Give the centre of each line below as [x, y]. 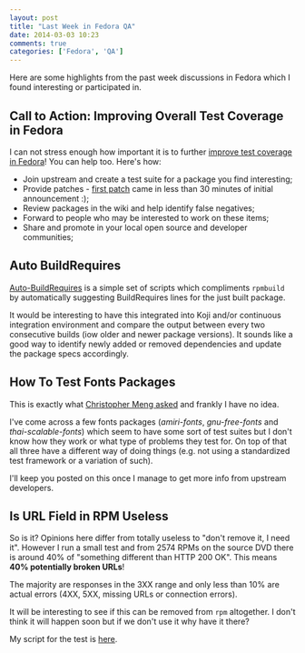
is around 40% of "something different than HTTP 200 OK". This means [143, 558]
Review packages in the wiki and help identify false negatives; [138, 208]
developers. [32, 487]
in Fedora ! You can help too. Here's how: [85, 161]
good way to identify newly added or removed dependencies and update [146, 344]
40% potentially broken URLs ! [67, 567]
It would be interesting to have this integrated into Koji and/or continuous [145, 315]
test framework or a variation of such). [81, 460]
